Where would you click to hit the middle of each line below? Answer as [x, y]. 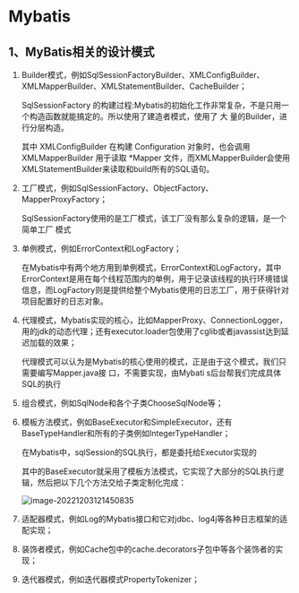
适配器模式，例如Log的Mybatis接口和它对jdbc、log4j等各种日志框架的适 [154, 519]
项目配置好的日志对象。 [64, 301]
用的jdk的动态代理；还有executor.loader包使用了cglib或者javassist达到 [151, 331]
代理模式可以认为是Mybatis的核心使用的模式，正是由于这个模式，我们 [150, 361]
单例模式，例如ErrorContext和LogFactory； [101, 249]
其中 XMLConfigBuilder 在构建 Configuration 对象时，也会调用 [136, 146]
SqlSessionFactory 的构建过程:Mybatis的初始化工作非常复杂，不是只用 [151, 105]
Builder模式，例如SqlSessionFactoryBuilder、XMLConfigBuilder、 [143, 75]
